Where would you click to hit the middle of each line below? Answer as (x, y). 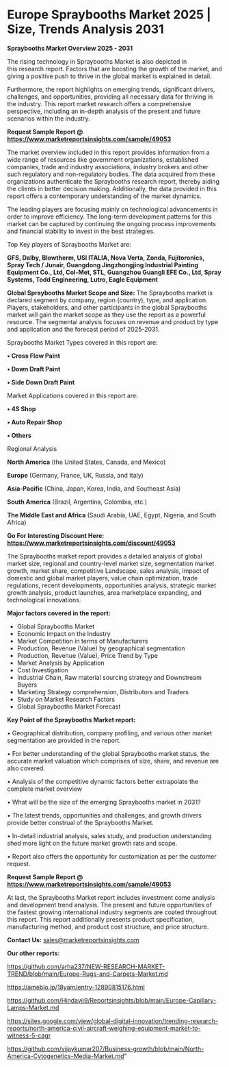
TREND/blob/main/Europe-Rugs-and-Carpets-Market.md (88, 974)
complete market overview (44, 789)
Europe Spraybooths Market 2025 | (109, 15)
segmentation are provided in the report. (64, 740)
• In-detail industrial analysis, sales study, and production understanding (109, 835)
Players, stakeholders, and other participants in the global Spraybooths (107, 307)
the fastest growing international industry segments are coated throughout (112, 912)
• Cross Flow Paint (33, 356)
